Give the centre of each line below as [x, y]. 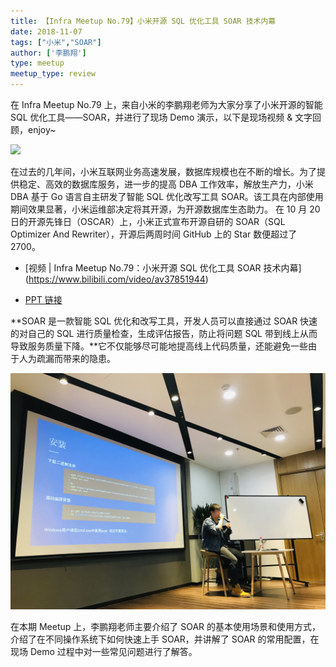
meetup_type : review [53, 74]
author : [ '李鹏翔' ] [48, 53]
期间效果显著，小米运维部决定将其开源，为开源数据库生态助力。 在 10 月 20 [165, 209]
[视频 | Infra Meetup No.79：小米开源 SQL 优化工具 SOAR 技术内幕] [163, 268]
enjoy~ [42, 129]
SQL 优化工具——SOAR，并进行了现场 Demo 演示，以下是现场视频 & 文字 [161, 117]
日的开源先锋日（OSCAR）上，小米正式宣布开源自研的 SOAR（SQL [148, 221]
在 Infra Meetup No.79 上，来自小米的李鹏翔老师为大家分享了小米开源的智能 [166, 104]
